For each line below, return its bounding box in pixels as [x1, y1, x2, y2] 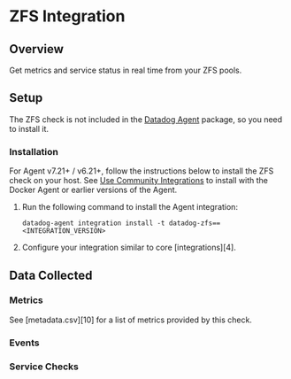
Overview [9, 42, 65, 57]
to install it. [9, 123, 50, 134]
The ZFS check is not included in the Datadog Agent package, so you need [9, 113, 283, 125]
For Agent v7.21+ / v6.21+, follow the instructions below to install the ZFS [9, 166, 274, 176]
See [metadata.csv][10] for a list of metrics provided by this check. [9, 314, 252, 325]
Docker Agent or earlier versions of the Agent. [9, 184, 178, 196]
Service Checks [9, 360, 80, 373]
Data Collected [9, 267, 93, 282]
